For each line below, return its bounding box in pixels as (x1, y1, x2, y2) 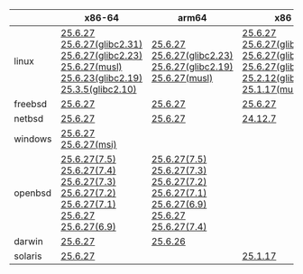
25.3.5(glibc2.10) (60, 83, 137, 96)
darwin (14, 235, 43, 247)
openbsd (14, 187, 52, 199)
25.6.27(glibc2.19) (151, 60, 234, 73)
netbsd (14, 113, 44, 124)
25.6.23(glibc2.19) (60, 72, 142, 84)
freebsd (14, 98, 48, 110)
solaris (14, 250, 42, 262)
